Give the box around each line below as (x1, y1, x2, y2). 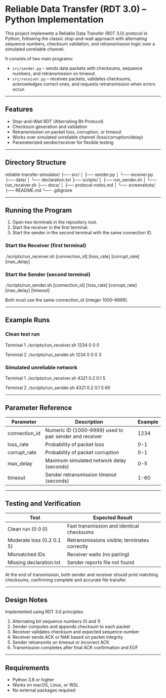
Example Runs (5, 316, 50, 324)
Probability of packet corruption (45, 449, 120, 456)
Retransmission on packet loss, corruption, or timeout (12, 129, 122, 134)
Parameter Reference (5, 404, 73, 412)
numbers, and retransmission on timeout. (12, 70, 96, 76)
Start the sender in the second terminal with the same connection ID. (12, 230, 152, 236)
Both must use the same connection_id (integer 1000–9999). (5, 297, 128, 303)
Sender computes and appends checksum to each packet (12, 624, 130, 630)
